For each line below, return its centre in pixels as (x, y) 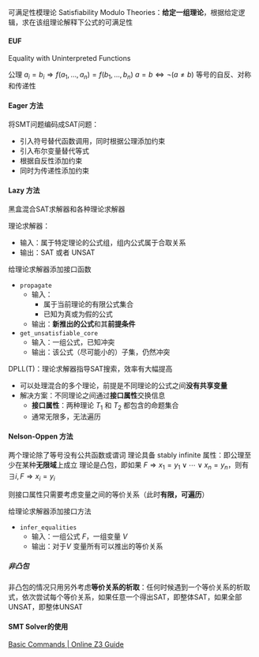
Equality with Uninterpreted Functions (69, 58)
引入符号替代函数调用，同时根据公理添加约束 (92, 141)
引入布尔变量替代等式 (54, 151)
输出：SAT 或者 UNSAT (57, 252)
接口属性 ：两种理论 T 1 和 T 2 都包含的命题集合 (105, 407)
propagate (36, 286)
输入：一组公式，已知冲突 (73, 342)
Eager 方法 (26, 105)
